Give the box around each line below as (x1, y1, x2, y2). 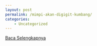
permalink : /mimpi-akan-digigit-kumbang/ (5, 12, 93, 17)
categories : (5, 16, 30, 21)
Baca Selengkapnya (5, 35, 46, 41)
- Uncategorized (14, 21, 48, 26)
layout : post (5, 7, 32, 12)
